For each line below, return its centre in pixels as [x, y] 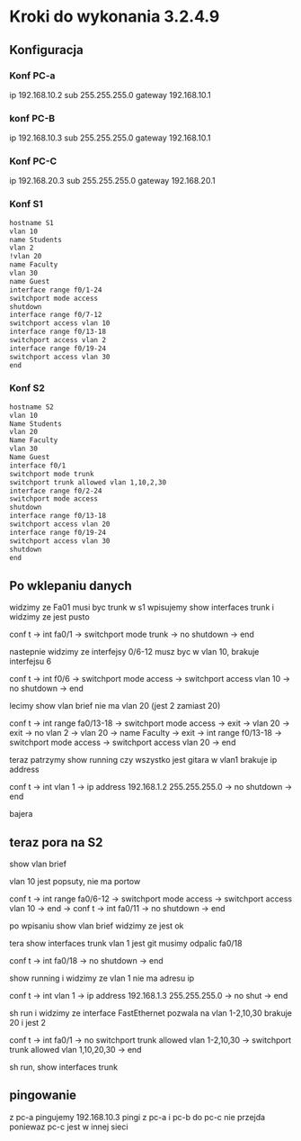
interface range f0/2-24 [56, 491]
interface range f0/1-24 [56, 290]
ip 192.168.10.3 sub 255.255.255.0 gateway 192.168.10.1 [110, 138]
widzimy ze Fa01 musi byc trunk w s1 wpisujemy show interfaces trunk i [142, 607]
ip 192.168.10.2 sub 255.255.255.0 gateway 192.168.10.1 [110, 95]
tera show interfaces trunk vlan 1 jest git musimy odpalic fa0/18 [126, 944]
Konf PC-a [32, 76]
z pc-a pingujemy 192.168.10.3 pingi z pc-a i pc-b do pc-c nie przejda [137, 1117]
